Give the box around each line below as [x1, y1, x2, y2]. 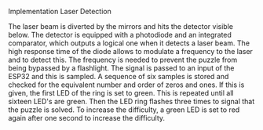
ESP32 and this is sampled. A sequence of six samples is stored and [8, 72, 229, 81]
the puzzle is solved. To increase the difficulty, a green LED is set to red [8, 105, 240, 114]
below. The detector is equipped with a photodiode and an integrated [8, 31, 232, 39]
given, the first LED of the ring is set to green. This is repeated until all [8, 88, 234, 97]
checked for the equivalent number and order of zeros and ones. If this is [8, 80, 245, 89]
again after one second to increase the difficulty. [8, 114, 166, 122]
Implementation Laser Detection [8, 7, 111, 16]
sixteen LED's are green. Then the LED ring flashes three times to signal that [8, 97, 255, 106]
